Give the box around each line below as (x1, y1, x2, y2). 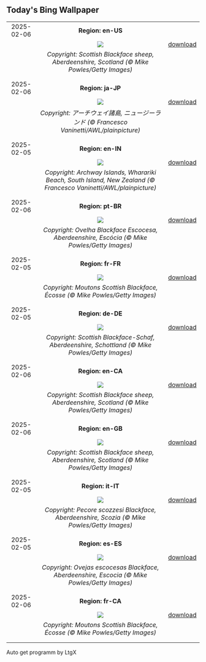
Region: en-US (78, 26, 123, 34)
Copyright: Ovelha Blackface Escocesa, (43, 225, 158, 234)
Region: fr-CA (79, 596, 121, 605)
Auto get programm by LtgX (6, 649, 77, 656)
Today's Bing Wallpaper (6, 5, 99, 15)
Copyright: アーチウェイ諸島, (40, 109, 123, 117)
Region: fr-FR (80, 259, 121, 267)
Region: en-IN (79, 144, 121, 153)
